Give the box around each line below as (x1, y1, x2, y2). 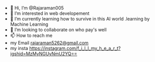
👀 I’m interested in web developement (10, 10, 90, 16)
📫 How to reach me (10, 32, 53, 38)
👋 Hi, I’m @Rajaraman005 (10, 5, 64, 11)
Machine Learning (10, 21, 48, 27)
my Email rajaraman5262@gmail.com (10, 40, 89, 46)
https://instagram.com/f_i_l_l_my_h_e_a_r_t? (29, 45, 121, 51)
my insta (10, 45, 29, 51)
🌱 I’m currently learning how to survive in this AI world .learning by (10, 16, 150, 22)
